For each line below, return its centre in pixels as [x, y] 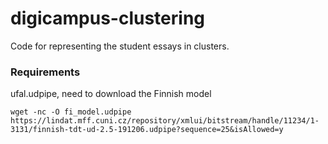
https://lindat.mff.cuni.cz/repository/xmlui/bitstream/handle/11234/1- [165, 121]
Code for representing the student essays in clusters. [120, 46]
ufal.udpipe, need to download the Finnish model [111, 94]
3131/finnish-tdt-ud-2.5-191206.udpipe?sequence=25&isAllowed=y [147, 130]
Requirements [45, 72]
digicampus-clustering [108, 18]
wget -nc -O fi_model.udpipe [71, 112]
